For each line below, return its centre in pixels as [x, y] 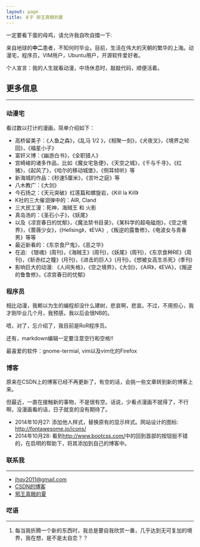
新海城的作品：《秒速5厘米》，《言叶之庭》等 [67, 178]
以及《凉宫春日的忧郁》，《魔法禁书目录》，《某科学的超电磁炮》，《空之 [98, 222]
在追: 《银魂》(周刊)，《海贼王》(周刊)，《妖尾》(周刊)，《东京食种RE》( [100, 252]
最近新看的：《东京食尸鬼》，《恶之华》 [60, 244]
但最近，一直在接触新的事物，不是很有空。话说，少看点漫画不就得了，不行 [97, 402]
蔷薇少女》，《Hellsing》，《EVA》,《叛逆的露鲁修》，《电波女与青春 [109, 229]
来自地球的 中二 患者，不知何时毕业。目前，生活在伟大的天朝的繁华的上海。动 [100, 48]
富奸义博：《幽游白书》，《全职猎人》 [58, 155]
